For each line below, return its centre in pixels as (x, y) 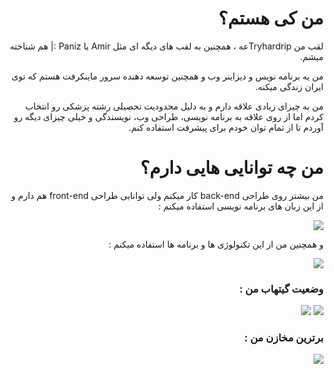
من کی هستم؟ (271, 18)
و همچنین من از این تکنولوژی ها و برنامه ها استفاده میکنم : (216, 244)
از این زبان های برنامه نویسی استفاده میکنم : (240, 206)
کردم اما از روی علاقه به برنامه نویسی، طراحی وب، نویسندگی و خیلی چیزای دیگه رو (168, 116)
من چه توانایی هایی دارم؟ (231, 168)
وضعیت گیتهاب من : (281, 289)
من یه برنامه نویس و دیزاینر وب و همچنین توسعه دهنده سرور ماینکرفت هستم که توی (167, 76)
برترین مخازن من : (284, 338)
